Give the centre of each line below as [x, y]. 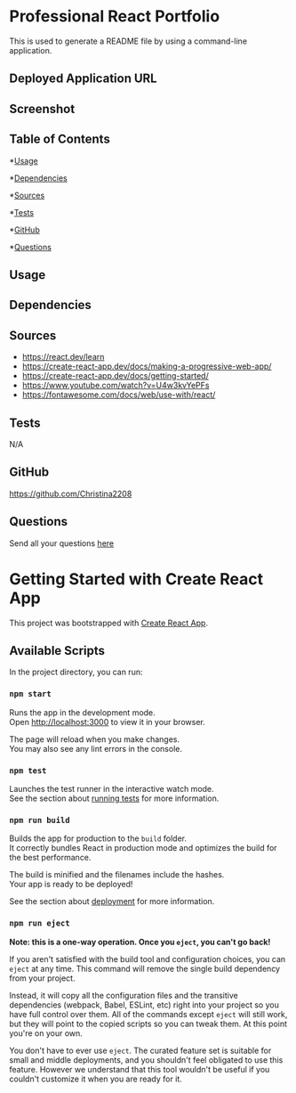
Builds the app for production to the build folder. [98, 838]
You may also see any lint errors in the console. [96, 748]
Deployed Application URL [83, 79]
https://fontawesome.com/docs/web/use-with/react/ [119, 395]
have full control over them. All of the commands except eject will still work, [148, 1014]
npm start [30, 694]
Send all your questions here [61, 543]
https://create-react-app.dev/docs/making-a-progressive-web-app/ [147, 366]
